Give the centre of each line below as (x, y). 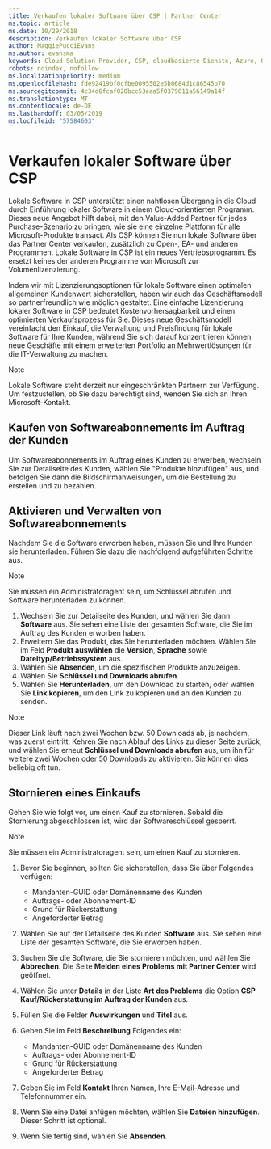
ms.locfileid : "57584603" (52, 121)
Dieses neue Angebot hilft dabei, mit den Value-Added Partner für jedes (128, 218)
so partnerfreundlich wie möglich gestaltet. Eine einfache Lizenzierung (126, 302)
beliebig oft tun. (34, 767)
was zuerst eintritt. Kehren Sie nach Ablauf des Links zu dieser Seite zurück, (135, 741)
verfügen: (36, 877)
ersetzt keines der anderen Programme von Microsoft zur (104, 260)
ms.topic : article (39, 23)
